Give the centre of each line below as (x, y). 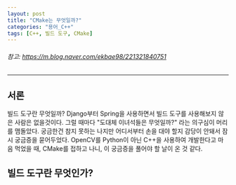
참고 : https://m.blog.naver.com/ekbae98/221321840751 (87, 56)
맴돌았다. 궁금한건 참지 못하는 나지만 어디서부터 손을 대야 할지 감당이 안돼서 (118, 131)
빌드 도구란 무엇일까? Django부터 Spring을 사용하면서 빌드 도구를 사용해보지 (112, 114)
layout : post (26, 14)
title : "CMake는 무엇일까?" (45, 20)
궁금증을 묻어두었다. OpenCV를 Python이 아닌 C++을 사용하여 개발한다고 (115, 140)
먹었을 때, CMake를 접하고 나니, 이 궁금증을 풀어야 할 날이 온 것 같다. (109, 149)
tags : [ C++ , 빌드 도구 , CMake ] (50, 33)
